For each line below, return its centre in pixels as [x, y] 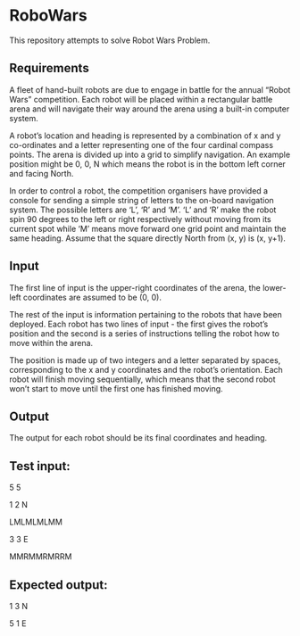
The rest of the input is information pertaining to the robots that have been [146, 314]
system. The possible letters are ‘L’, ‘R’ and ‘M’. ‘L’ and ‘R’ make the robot [143, 210]
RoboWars [48, 16]
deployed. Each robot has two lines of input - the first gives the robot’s [139, 324]
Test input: [40, 466]
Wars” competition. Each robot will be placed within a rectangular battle [141, 99]
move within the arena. [51, 343]
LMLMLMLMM [36, 522]
